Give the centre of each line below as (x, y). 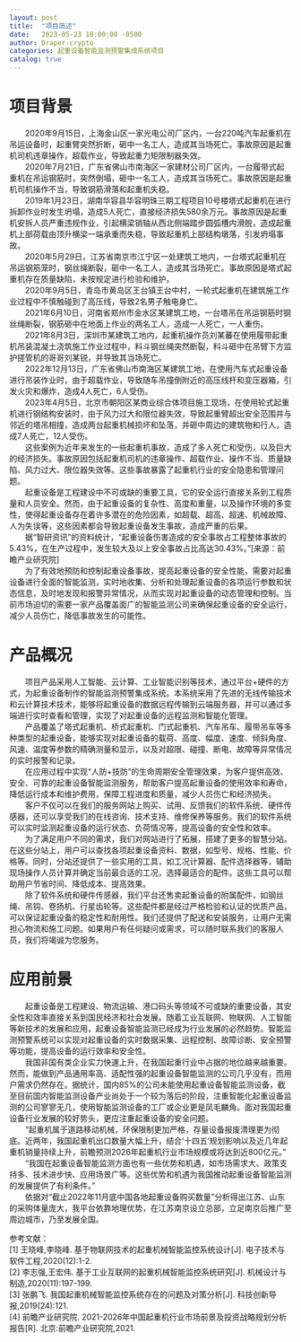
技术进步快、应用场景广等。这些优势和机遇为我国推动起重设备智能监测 (162, 1174)
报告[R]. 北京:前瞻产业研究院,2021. (73, 1328)
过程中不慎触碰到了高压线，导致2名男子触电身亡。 (110, 301)
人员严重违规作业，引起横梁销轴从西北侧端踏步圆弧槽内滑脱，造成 (154, 223)
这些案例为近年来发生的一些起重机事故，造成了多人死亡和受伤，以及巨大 (159, 447)
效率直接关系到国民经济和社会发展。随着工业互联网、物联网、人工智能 (162, 1017)
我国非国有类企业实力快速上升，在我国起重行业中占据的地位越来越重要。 (159, 1062)
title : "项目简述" (43, 26)
